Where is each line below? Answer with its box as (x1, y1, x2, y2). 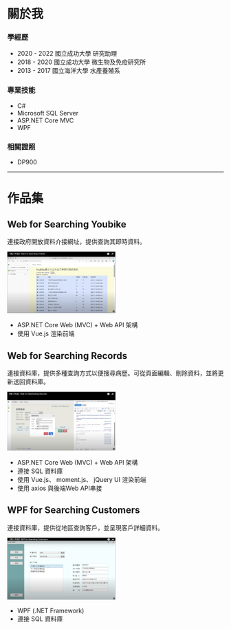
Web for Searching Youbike (7, 218, 127, 230)
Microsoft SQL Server (16, 109, 79, 117)
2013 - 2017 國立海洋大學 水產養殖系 (16, 67, 120, 75)
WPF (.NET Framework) (16, 606, 85, 615)
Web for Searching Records (7, 350, 128, 362)
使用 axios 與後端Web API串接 (16, 484, 102, 492)
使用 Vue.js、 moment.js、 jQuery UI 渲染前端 (16, 475, 146, 483)
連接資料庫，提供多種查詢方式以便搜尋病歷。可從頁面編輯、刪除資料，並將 (7, 369, 218, 377)
